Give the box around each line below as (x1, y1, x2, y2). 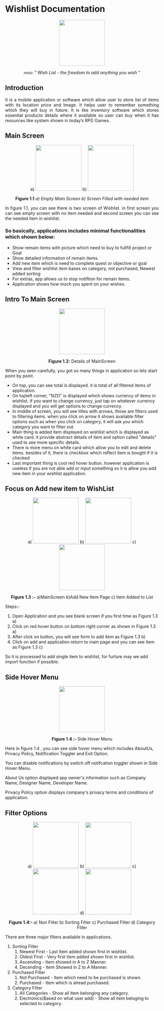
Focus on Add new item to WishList (5, 485, 114, 493)
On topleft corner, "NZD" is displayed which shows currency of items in (12, 392, 156, 398)
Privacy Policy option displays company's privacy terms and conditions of (5, 789, 154, 795)
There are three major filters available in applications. (5, 934, 112, 940)
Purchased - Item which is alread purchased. (19, 980, 110, 986)
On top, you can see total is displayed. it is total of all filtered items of (12, 382, 151, 388)
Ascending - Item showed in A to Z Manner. (19, 959, 107, 965)
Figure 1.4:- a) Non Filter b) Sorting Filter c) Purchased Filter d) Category (9, 919, 155, 926)
